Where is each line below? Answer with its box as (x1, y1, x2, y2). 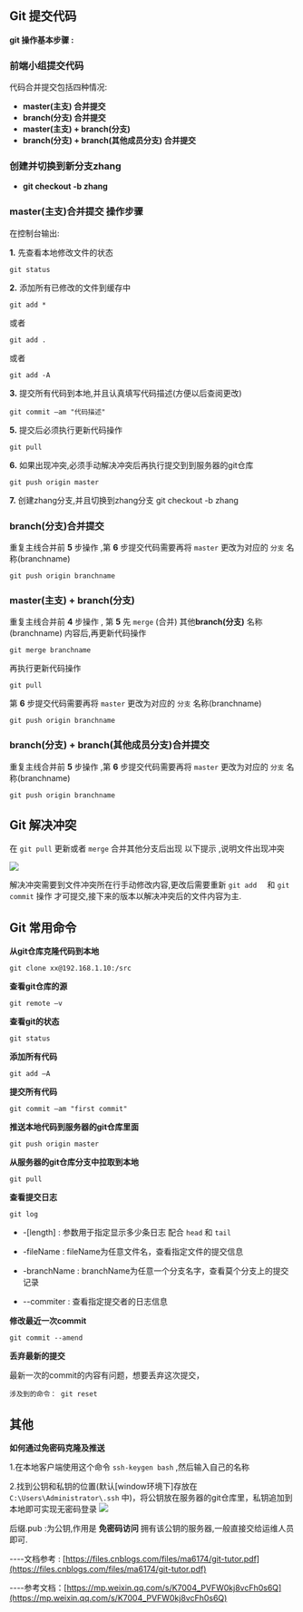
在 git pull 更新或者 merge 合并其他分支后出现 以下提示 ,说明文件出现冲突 (9, 843, 285, 855)
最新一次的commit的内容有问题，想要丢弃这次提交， (9, 1370, 204, 1381)
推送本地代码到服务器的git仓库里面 (9, 1121, 139, 1132)
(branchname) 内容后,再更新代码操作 (9, 628, 147, 639)
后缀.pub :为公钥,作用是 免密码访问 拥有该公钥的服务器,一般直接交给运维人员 (9, 1523, 295, 1534)
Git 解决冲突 (9, 817, 77, 833)
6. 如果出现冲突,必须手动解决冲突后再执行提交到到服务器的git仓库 (9, 459, 254, 470)
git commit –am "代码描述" (9, 407, 106, 416)
